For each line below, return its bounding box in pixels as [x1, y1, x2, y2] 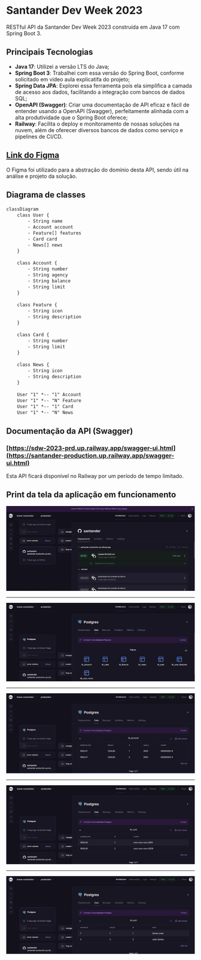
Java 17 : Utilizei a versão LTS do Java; [14, 63, 109, 70]
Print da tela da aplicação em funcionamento [6, 490, 176, 500]
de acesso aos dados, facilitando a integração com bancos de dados [14, 88, 185, 96]
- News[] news [28, 242, 63, 248]
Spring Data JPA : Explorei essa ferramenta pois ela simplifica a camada [14, 82, 193, 89]
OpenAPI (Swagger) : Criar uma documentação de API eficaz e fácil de [14, 101, 190, 108]
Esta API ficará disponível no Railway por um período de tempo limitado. [6, 473, 184, 480]
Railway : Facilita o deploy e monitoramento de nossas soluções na [14, 120, 179, 127]
